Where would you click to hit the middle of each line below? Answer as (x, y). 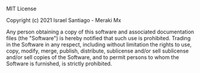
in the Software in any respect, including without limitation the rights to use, (99, 45)
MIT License (21, 9)
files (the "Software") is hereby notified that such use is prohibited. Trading (99, 38)
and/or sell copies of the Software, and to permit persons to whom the (93, 57)
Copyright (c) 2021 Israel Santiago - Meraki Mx (64, 20)
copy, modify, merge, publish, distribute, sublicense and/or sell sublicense (98, 51)
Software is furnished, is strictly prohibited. (59, 63)
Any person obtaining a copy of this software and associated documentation (100, 32)
